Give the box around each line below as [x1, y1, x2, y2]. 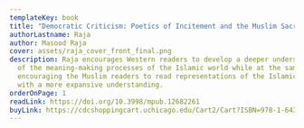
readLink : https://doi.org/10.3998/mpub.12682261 [9, 96, 201, 106]
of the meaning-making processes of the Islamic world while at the [17, 64, 281, 73]
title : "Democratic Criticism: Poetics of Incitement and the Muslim [9, 22, 278, 31]
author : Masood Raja [9, 38, 88, 48]
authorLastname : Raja [9, 30, 91, 39]
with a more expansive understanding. [17, 80, 165, 89]
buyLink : [9, 105, 43, 114]
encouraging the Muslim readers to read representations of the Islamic [17, 72, 298, 81]
